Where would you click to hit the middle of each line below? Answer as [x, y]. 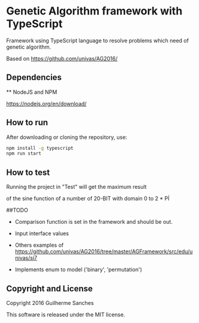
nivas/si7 [26, 258]
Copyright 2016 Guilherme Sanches [50, 303]
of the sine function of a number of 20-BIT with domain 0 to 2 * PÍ [88, 198]
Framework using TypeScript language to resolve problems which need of [97, 40]
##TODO [17, 210]
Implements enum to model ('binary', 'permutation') [79, 269]
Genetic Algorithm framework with [94, 11]
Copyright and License [49, 288]
